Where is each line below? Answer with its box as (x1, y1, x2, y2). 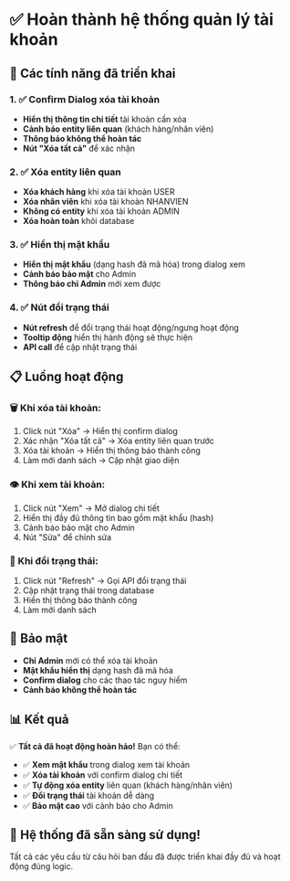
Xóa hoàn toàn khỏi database (22, 216, 135, 227)
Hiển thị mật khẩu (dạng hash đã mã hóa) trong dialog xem (22, 259, 246, 270)
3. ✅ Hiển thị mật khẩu (9, 239, 110, 251)
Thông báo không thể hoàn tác (22, 133, 142, 143)
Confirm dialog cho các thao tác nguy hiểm (22, 674, 188, 685)
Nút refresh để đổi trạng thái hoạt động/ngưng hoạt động (22, 322, 240, 333)
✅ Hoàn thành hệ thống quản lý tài (9, 9, 274, 30)
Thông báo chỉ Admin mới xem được (22, 279, 161, 290)
